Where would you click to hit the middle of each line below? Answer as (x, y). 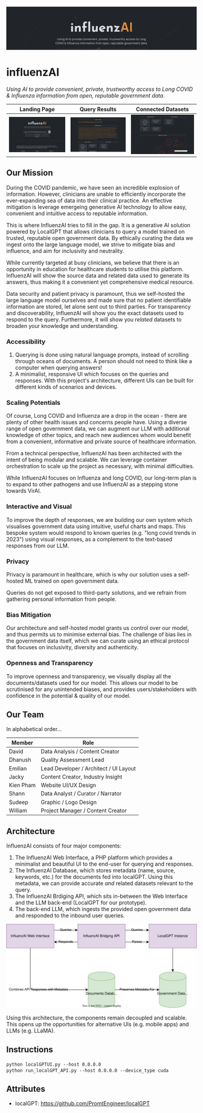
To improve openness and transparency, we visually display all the (89, 676)
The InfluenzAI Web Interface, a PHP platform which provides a (94, 858)
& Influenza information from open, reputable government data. (85, 96)
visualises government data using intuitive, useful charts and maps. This (96, 526)
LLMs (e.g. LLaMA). (31, 1031)
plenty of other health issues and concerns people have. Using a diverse (97, 423)
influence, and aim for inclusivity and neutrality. (65, 251)
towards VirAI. (24, 491)
